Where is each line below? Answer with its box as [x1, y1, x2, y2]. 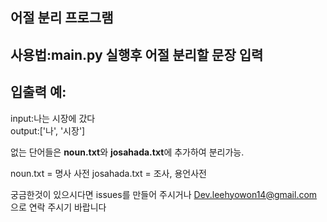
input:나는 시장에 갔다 [10, 112, 96, 124]
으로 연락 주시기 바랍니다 [10, 201, 107, 213]
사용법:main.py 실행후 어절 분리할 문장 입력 [10, 46, 264, 63]
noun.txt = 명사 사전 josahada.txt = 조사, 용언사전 [10, 167, 207, 179]
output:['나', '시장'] [10, 124, 86, 137]
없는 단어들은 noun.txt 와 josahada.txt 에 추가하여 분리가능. [10, 146, 245, 158]
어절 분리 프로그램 [10, 9, 114, 27]
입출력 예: [10, 84, 67, 101]
